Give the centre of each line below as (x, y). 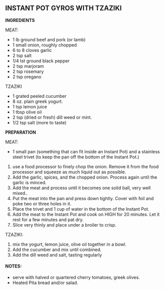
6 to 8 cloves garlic (32, 50)
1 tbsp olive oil (27, 112)
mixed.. (20, 193)
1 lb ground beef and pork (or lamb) (49, 39)
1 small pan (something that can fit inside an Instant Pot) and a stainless (86, 151)
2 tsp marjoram (28, 66)
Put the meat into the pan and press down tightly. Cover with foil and (83, 198)
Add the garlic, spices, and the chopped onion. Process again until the (85, 177)
